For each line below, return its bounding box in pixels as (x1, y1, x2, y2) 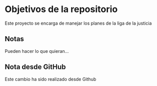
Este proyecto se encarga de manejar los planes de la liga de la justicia (5, 20, 152, 26)
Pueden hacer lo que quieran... (5, 48, 69, 54)
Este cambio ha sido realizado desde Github (5, 76, 96, 82)
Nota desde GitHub (5, 63, 66, 71)
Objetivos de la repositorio (5, 4, 118, 15)
